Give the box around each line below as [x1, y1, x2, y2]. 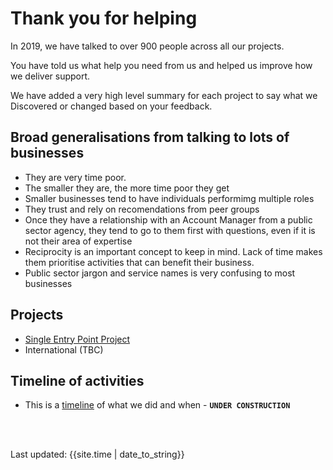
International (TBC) [24, 343, 104, 356]
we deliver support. [10, 70, 91, 82]
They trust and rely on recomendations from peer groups [24, 203, 260, 215]
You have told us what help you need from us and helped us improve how [10, 59, 313, 71]
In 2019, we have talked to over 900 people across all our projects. [10, 40, 285, 52]
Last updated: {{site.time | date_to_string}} [10, 448, 185, 461]
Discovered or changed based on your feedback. [10, 100, 213, 112]
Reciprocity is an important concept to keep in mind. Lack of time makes [24, 245, 323, 257]
